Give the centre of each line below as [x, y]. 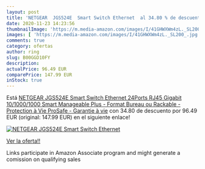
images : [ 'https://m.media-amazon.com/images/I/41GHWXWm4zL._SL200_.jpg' [103, 35]
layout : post [23, 12]
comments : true [26, 40]
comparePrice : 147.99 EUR [39, 75]
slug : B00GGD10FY [28, 58]
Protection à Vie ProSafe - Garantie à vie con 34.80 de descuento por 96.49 [102, 111]
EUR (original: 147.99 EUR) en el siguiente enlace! [68, 118]
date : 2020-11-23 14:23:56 [41, 23]
